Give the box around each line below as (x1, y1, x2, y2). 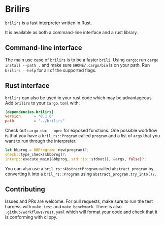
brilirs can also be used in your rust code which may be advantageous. (5, 95, 153, 101)
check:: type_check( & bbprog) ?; (5, 152, 67, 157)
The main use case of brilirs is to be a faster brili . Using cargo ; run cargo (5, 57, 159, 63)
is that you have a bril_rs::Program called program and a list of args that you (5, 133, 160, 139)
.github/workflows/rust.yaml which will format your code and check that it (5, 209, 158, 215)
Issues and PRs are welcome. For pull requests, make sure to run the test (5, 198, 153, 204)
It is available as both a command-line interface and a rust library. (5, 29, 138, 35)
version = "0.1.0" (5, 114, 54, 119)
